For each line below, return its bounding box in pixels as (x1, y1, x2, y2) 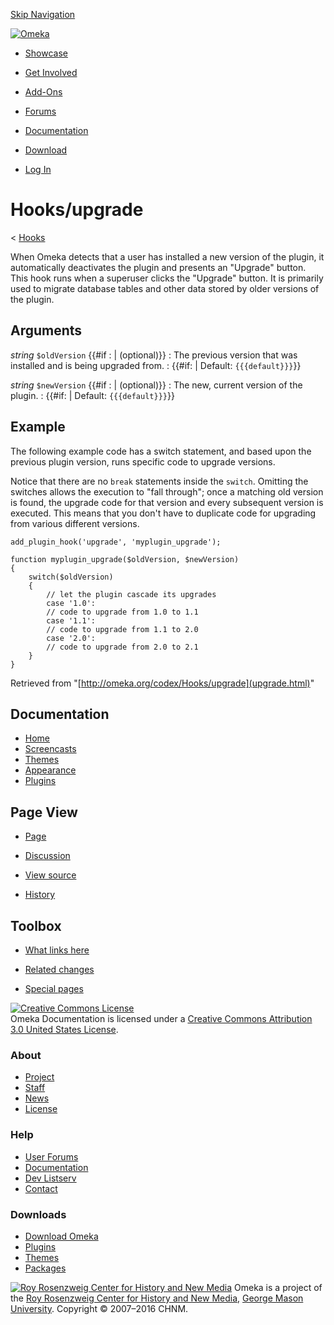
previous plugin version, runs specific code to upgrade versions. (10, 455, 276, 468)
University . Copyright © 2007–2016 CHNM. (10, 1302, 189, 1314)
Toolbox (10, 917, 62, 934)
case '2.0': (46, 633, 97, 643)
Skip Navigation (10, 9, 76, 20)
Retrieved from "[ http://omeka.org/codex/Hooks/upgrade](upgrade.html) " (10, 677, 315, 689)
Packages (24, 1262, 67, 1274)
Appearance (24, 764, 77, 776)
